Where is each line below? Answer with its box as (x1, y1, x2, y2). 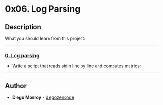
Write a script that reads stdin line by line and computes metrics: (12, 63, 141, 69)
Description (5, 23, 41, 31)
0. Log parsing (5, 52, 40, 59)
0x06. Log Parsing (5, 3, 81, 15)
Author (5, 81, 27, 90)
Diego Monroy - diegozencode (12, 94, 74, 100)
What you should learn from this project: (5, 35, 86, 41)
